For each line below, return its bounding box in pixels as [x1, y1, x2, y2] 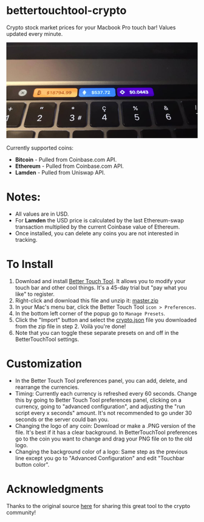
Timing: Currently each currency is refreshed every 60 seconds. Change [15, 390, 197, 397]
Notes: [6, 190, 41, 204]
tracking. [15, 236, 38, 243]
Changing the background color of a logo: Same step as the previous [15, 448, 188, 455]
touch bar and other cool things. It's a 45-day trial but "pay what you [15, 284, 187, 291]
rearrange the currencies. [15, 383, 80, 391]
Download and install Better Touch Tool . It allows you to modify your [15, 277, 186, 284]
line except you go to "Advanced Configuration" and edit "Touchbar [15, 454, 185, 462]
